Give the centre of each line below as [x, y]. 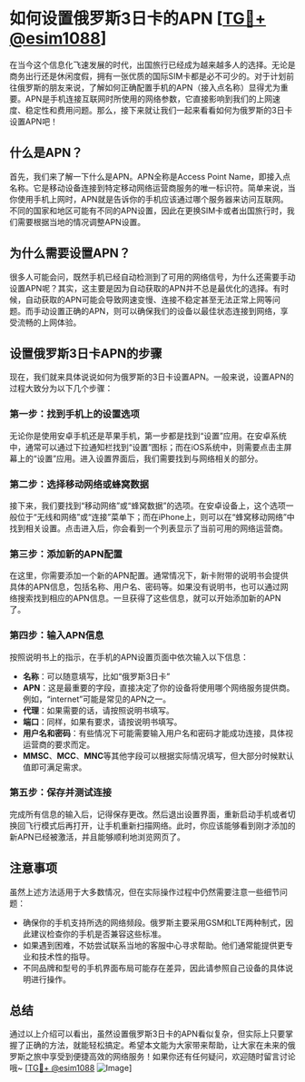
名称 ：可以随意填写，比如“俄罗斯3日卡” [96, 676]
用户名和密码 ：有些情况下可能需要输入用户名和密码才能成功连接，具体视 [157, 733]
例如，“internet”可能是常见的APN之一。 [97, 699]
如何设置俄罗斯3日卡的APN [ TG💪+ [138, 19]
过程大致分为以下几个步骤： [61, 389]
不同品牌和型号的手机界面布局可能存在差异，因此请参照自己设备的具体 [154, 968]
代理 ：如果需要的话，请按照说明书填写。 [98, 710]
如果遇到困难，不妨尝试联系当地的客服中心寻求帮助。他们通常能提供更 [154, 945]
